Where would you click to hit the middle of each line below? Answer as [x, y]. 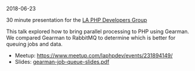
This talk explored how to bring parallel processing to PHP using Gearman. [98, 31]
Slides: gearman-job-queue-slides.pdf [62, 62]
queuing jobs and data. [34, 44]
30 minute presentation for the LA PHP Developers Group [77, 20]
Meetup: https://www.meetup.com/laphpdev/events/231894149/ [94, 55]
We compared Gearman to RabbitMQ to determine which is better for [91, 38]
